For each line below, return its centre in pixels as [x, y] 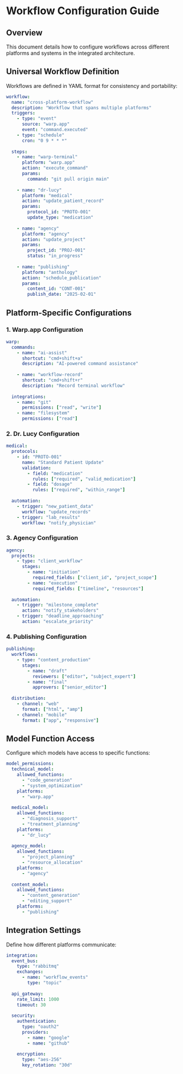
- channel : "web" [38, 704]
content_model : [30, 884]
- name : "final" [47, 682]
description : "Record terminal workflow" [73, 386]
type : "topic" [45, 983]
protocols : [25, 452]
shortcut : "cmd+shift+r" [52, 380]
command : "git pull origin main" [68, 179]
